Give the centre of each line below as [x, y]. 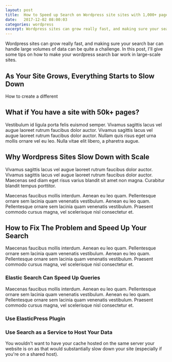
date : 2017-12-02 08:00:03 [36, 19]
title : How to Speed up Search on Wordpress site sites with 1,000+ [81, 15]
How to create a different [31, 96]
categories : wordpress [29, 24]
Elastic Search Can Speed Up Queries [53, 278]
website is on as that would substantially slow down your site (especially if [84, 349]
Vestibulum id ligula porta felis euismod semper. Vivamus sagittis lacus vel [84, 125]
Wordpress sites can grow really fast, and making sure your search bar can [84, 43]
